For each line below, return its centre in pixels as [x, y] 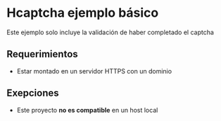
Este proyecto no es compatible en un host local [87, 110]
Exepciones [33, 93]
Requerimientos [42, 54]
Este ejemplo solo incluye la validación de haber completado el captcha [110, 32]
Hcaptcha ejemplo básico [83, 13]
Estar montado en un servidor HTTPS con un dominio [94, 71]
